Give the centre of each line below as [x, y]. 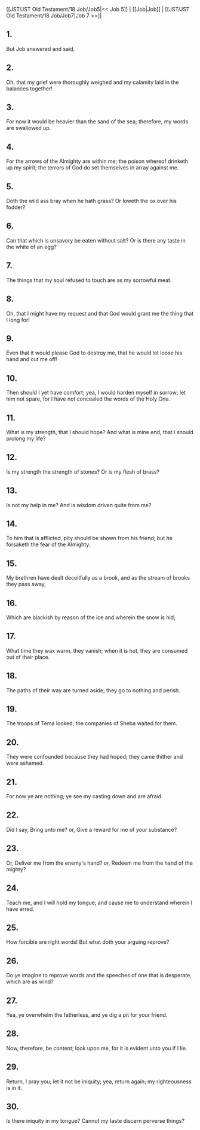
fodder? [16, 207]
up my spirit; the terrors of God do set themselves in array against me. [93, 168]
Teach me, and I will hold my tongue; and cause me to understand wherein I [99, 902]
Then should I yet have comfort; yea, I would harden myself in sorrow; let [96, 393]
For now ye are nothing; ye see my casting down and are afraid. [84, 796]
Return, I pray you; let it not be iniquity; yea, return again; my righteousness [99, 1081]
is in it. [14, 1087]
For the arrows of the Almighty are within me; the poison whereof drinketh [97, 161]
